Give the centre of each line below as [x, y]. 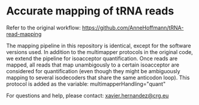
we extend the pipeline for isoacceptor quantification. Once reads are [92, 58]
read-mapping [24, 34]
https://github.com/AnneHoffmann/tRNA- [133, 28]
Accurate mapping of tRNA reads [90, 11]
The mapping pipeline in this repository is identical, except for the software [99, 46]
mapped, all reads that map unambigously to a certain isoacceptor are [93, 65]
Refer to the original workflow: [43, 28]
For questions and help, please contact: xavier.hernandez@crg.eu [88, 95]
